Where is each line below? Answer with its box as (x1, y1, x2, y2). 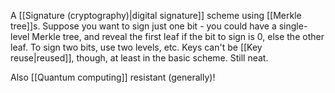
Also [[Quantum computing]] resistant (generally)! (10, 71, 216, 83)
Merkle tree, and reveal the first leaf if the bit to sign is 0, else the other (31, 31, 325, 42)
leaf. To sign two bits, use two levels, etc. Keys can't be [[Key (10, 41, 263, 53)
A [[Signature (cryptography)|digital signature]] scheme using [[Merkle (10, 10, 302, 21)
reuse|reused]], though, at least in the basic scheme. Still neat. (10, 52, 269, 64)
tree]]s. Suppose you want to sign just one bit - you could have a (10, 20, 277, 32)
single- (278, 20, 308, 32)
